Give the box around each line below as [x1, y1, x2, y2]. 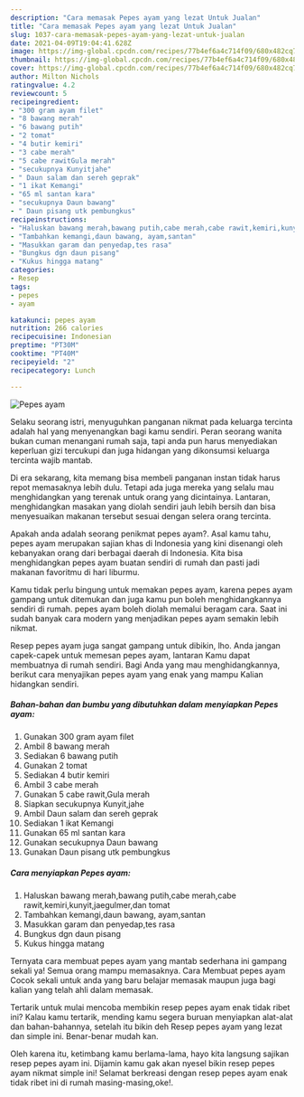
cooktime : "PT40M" [10, 349, 79, 358]
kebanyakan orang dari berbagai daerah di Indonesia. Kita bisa [10, 547, 244, 558]
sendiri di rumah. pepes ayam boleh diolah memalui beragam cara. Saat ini [10, 603, 288, 614]
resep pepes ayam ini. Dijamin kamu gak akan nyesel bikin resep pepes [10, 1058, 275, 1069]
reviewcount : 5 [10, 89, 68, 98]
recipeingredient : [10, 97, 79, 107]
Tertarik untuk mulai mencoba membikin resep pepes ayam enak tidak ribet [10, 1002, 290, 1013]
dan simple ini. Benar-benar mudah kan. [10, 1031, 159, 1042]
